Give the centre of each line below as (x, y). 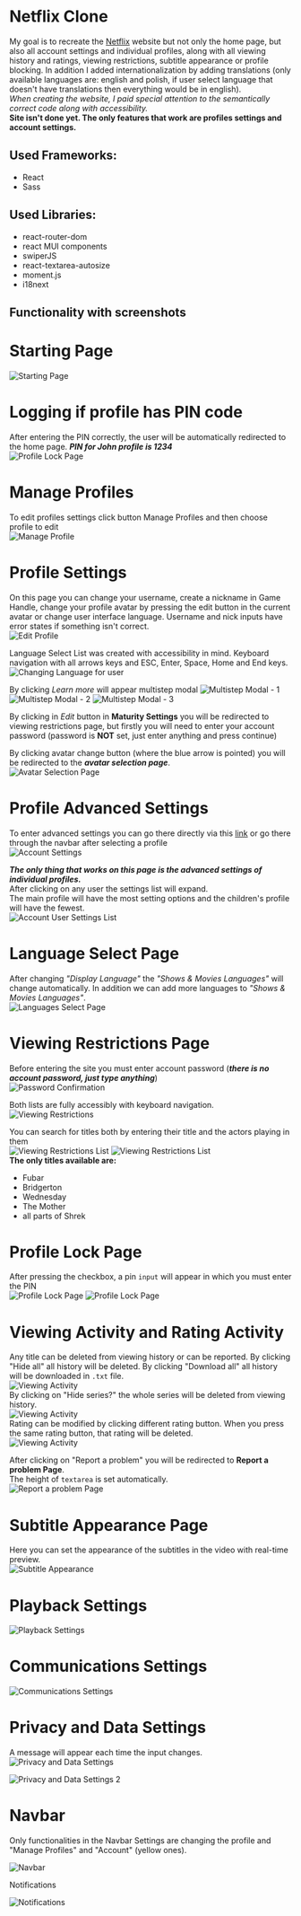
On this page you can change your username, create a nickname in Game (145, 597)
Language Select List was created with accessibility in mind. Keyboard (139, 653)
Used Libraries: (53, 215)
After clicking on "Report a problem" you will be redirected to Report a (139, 1460)
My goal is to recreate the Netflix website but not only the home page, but (146, 41)
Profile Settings (68, 572)
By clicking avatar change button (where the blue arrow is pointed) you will (147, 752)
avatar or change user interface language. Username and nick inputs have (146, 616)
